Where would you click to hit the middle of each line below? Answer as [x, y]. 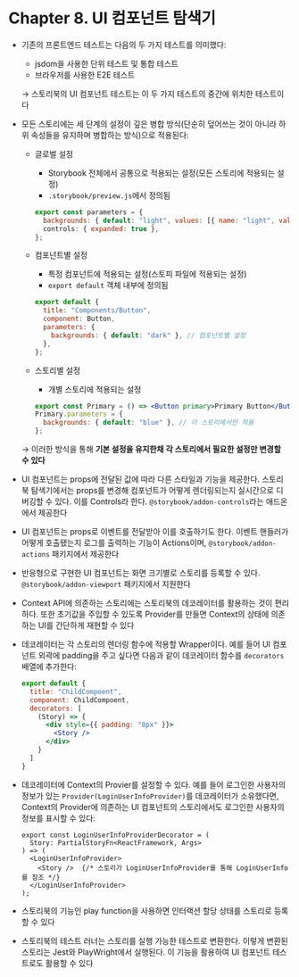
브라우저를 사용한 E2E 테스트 [85, 75]
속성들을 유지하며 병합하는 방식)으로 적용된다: [110, 135]
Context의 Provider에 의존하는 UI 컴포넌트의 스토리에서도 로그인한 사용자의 [153, 807]
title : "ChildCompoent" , [76, 691]
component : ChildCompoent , [80, 700]
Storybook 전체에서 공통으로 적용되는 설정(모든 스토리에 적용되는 [162, 173]
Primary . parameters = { [79, 414]
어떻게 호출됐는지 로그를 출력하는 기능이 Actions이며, [114, 543]
